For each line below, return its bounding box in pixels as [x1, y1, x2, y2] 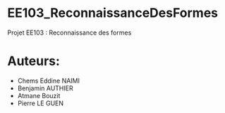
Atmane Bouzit [17, 91, 61, 100]
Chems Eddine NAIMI [17, 76, 80, 85]
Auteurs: [7, 53, 60, 69]
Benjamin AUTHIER [17, 83, 73, 93]
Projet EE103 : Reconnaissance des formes [7, 28, 132, 37]
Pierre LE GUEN [17, 99, 64, 107]
